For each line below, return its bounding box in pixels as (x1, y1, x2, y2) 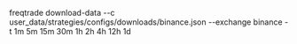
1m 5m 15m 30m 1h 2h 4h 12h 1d (13, 26, 131, 36)
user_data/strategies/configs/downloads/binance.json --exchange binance (9, 17, 283, 27)
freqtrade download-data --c (9, 8, 115, 18)
